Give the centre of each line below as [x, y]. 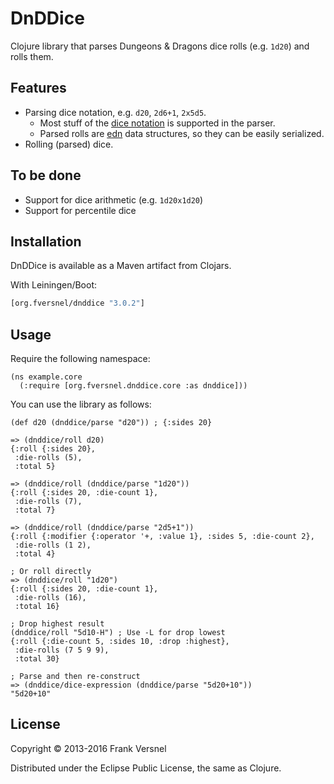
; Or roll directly [51, 572]
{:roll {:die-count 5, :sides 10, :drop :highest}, [120, 642]
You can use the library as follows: [81, 404]
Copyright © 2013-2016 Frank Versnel [88, 748]
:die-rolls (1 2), [53, 545]
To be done [46, 175]
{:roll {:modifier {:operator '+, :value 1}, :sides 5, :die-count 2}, [162, 537]
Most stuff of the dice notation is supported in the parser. [157, 123]
